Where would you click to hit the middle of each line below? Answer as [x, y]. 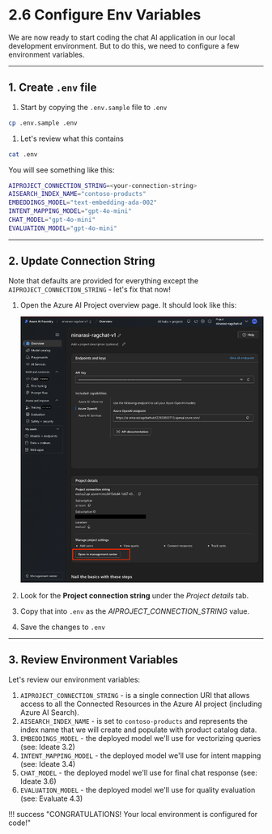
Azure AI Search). [49, 712]
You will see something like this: [62, 170]
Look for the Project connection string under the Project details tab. [134, 596]
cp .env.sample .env [43, 123]
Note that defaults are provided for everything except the [104, 280]
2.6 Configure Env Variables [105, 15]
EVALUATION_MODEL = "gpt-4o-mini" [63, 228]
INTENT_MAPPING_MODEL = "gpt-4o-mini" [70, 211]
